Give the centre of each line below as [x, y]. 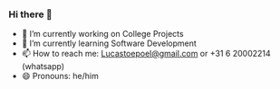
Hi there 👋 [31, 14]
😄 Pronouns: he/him [60, 76]
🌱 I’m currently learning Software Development [109, 43]
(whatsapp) [43, 67]
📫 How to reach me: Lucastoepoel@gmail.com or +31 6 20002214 [146, 54]
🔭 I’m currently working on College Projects [102, 34]
